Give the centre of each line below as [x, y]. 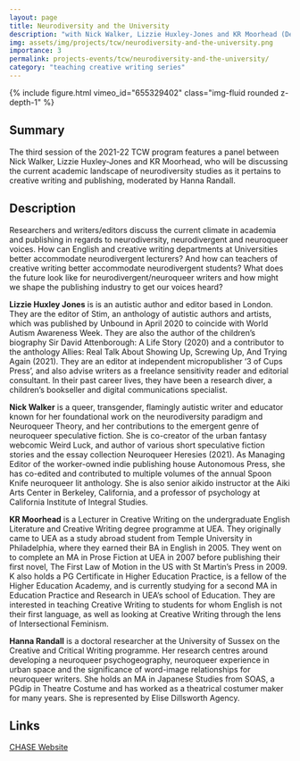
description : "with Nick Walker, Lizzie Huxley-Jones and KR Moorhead [143, 34]
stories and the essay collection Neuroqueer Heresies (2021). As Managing [147, 454]
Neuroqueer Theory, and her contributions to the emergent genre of [134, 426]
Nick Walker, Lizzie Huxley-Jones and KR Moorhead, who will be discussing [149, 161]
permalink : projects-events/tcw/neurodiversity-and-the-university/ [139, 59]
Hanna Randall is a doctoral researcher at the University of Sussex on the [145, 640]
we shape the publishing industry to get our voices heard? [116, 287]
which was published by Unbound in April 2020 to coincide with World [139, 323]
